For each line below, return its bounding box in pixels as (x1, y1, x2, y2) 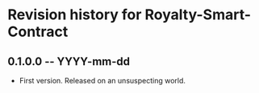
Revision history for (7, 6, 142, 24)
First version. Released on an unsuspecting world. (19, 76, 186, 85)
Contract (7, 22, 69, 41)
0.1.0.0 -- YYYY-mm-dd (7, 55, 131, 68)
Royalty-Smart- (144, 6, 252, 24)
